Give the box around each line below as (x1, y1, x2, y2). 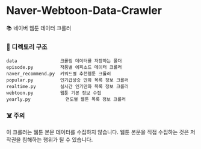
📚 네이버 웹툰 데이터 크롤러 (6, 24, 72, 31)
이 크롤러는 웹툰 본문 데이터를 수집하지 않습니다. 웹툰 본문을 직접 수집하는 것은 (6, 128, 190, 136)
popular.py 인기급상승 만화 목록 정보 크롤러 (6, 77, 129, 83)
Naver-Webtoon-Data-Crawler (6, 4, 162, 17)
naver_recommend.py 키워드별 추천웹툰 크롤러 (6, 71, 111, 77)
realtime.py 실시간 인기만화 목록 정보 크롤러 (6, 84, 129, 90)
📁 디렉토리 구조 (6, 43, 48, 51)
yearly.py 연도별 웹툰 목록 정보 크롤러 (6, 97, 126, 103)
